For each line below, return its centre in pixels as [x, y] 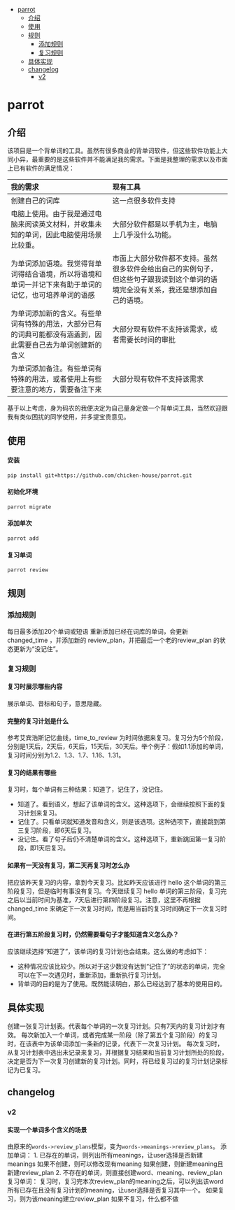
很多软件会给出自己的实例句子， [165, 269]
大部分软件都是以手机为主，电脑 [165, 224]
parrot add [23, 539]
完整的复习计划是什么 [38, 721]
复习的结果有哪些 [32, 772]
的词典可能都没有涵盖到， [53, 334]
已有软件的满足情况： [44, 168]
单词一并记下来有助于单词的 [57, 284]
